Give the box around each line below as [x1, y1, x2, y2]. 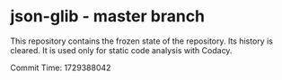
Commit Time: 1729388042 [10, 62, 111, 73]
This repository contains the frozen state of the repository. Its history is [10, 36, 273, 46]
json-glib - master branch [10, 6, 206, 27]
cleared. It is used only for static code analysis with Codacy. [10, 44, 233, 55]
